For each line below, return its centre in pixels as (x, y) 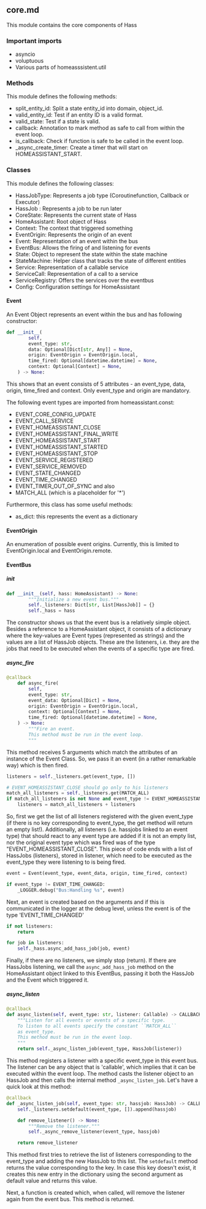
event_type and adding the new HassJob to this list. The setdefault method (102, 1161)
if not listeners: (30, 926)
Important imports (34, 41)
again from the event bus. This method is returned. (71, 1199)
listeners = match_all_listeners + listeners (77, 805)
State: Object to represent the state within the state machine (91, 254)
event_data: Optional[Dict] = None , (75, 700)
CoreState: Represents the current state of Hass (76, 215)
